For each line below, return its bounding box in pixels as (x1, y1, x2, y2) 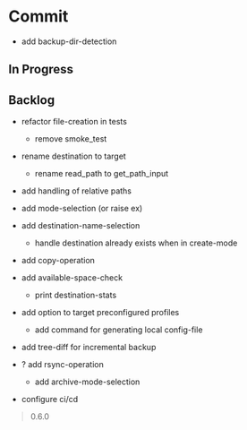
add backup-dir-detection (21, 36, 117, 47)
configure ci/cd (21, 394, 79, 405)
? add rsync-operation (21, 359, 104, 370)
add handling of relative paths (21, 185, 132, 196)
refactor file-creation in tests (21, 116, 127, 127)
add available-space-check (21, 272, 123, 283)
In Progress (8, 62, 73, 77)
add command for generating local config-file (34, 324, 203, 335)
